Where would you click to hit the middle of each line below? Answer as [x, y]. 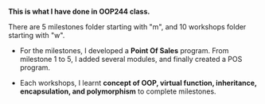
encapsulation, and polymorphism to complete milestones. [118, 91]
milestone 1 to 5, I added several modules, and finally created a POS [131, 59]
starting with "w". [37, 35]
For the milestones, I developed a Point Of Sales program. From [124, 50]
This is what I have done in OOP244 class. [79, 12]
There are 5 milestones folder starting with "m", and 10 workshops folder [127, 27]
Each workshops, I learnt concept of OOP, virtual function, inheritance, [138, 83]
